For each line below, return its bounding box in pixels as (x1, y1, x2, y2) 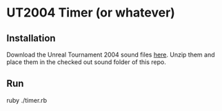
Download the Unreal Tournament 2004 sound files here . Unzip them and (6, 50, 215, 59)
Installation (6, 32, 56, 44)
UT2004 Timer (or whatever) (6, 5, 175, 21)
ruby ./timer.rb (6, 96, 48, 104)
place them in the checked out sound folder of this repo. (6, 58, 167, 66)
